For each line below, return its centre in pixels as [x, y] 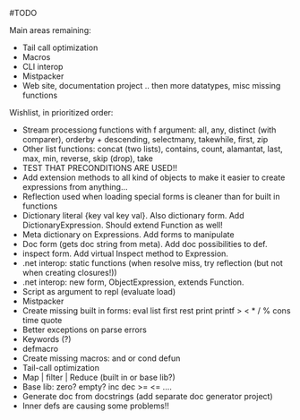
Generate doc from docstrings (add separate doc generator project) [147, 396]
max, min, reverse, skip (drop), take [88, 159]
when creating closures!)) [70, 273]
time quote [42, 320]
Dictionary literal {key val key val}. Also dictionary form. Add [133, 215]
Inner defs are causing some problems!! [96, 406]
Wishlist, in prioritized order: [61, 112]
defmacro [40, 349]
